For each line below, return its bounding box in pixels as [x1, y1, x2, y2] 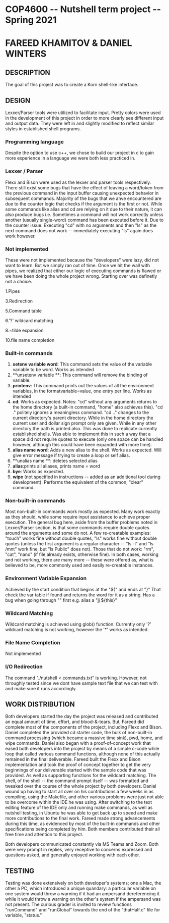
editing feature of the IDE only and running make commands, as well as [5, 804, 153, 811]
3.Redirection [5, 298, 33, 304]
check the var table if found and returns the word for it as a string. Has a [5, 592, 155, 598]
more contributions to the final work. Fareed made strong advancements [5, 815, 155, 822]
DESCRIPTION [5, 68, 50, 77]
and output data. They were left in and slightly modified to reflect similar [5, 120, 154, 126]
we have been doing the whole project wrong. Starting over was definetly [5, 273, 157, 279]
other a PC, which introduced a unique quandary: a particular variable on [5, 885, 156, 892]
